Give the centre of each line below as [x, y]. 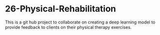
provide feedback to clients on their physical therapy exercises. [68, 27]
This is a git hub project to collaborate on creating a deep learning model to [80, 22]
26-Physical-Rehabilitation [61, 9]
